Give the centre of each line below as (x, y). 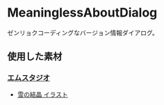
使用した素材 (35, 57)
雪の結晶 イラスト (42, 94)
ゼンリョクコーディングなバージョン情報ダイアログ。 (83, 32)
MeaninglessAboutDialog (82, 13)
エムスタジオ (29, 78)
